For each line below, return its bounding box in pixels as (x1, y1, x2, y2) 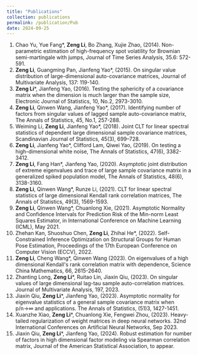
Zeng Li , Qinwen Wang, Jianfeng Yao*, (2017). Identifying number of (15, 104, 181, 111)
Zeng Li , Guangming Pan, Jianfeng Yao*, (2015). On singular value (15, 66, 176, 74)
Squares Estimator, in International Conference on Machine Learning (15, 217, 181, 224)
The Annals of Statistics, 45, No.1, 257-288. (15, 116, 121, 124)
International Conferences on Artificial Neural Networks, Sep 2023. (15, 324, 179, 331)
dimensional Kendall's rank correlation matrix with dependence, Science (15, 261, 191, 268)
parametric (15, 48, 42, 55)
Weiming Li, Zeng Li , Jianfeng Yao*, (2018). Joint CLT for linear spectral (15, 123, 189, 130)
